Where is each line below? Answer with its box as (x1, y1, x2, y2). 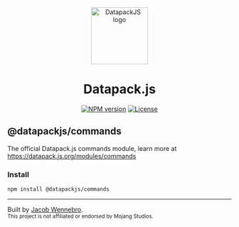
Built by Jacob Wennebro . (7, 205, 83, 213)
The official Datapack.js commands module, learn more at (7, 144, 177, 152)
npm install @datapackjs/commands (7, 186, 110, 193)
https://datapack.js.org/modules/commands (7, 152, 137, 160)
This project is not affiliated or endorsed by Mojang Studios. (7, 213, 154, 220)
